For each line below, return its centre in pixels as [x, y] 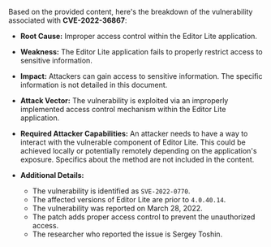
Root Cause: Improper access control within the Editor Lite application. [139, 36]
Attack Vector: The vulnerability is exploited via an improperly [124, 100]
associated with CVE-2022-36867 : [68, 20]
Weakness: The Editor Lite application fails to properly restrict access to [142, 52]
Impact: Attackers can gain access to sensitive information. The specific [141, 76]
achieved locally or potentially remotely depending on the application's [138, 151]
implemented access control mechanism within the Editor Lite [123, 109]
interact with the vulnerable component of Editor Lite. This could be [133, 142]
